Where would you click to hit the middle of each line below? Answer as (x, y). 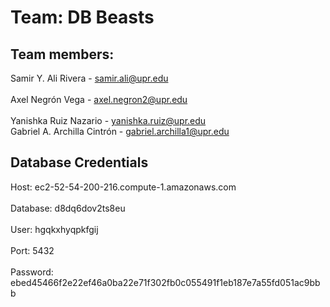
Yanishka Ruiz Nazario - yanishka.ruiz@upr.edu (108, 120)
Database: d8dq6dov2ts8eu (68, 208)
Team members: (62, 54)
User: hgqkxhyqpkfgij (54, 229)
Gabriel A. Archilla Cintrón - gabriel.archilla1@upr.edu (120, 131)
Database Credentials (79, 162)
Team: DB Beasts (82, 17)
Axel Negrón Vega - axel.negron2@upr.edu (99, 99)
